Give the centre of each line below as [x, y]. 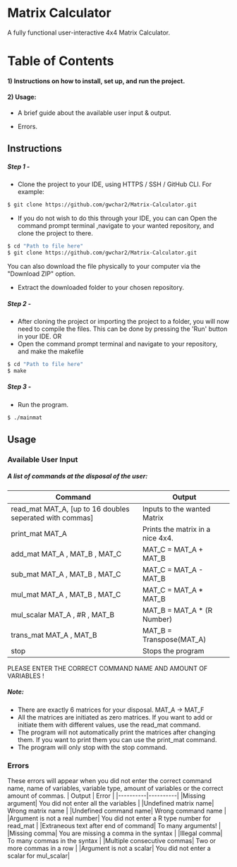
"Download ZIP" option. [42, 274]
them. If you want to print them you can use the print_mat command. [117, 739]
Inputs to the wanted [176, 509]
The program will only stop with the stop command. [92, 747]
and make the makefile [50, 351]
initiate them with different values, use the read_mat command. [109, 724]
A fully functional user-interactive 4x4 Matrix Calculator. [89, 32]
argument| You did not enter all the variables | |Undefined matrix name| [111, 804]
